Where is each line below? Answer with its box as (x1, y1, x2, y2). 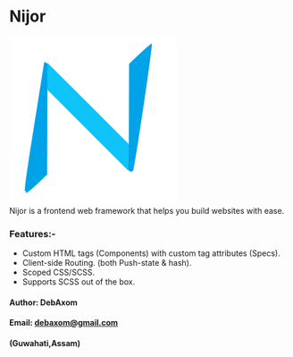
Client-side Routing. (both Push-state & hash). (21, 258, 192, 268)
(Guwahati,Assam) (9, 338, 81, 349)
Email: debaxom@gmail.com (9, 318, 119, 328)
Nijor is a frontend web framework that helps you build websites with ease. (9, 205, 285, 216)
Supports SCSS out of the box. (21, 276, 136, 287)
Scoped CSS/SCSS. (21, 267, 96, 278)
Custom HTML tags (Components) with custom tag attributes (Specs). (21, 248, 280, 259)
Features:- (9, 227, 56, 240)
